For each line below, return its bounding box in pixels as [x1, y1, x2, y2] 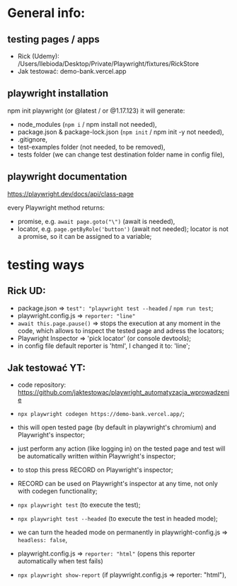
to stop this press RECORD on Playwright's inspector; [17, 466, 173, 474]
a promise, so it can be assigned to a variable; [17, 232, 152, 240]
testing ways [7, 257, 85, 273]
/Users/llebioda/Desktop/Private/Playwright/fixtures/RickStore [17, 60, 200, 68]
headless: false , [17, 536, 68, 544]
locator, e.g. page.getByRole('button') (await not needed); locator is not [17, 225, 229, 233]
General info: [7, 5, 86, 21]
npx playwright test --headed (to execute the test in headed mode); [17, 514, 218, 523]
